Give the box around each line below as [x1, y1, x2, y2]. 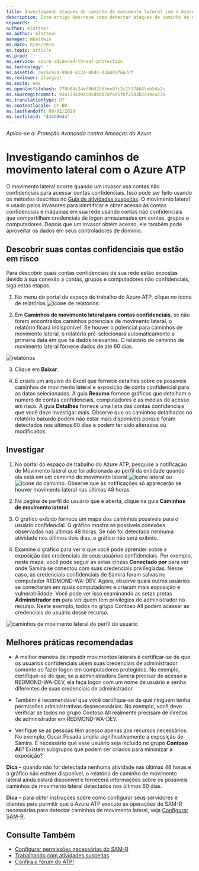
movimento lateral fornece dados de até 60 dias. [14, 343, 133, 350]
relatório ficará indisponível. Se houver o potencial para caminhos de [14, 324, 183, 331]
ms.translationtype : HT [6, 97, 65, 103]
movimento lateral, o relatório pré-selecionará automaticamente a [14, 330, 175, 337]
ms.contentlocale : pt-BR [6, 102, 68, 109]
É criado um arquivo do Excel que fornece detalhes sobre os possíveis [14, 378, 187, 384]
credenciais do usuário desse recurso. [14, 609, 108, 616]
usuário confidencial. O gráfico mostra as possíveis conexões [14, 521, 166, 528]
